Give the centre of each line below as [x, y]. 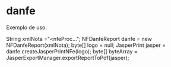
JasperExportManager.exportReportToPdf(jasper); [68, 58]
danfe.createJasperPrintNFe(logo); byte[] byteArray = [72, 51]
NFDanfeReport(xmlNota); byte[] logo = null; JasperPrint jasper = [86, 45]
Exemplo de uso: [27, 27]
